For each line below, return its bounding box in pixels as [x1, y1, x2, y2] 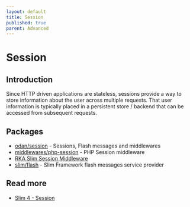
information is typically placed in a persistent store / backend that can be [6, 103, 184, 110]
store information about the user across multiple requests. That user [6, 96, 173, 104]
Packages [6, 126, 43, 137]
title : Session [6, 14, 44, 20]
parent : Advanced [6, 25, 49, 32]
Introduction [6, 74, 53, 84]
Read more [6, 178, 47, 189]
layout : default [6, 8, 46, 15]
